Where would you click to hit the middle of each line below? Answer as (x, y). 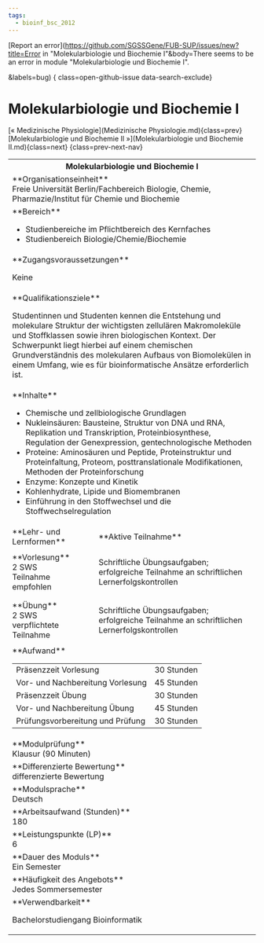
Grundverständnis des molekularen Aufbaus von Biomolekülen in (132, 355)
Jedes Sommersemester (57, 890)
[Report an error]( (37, 45)
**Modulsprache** (49, 789)
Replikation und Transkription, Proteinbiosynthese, (118, 433)
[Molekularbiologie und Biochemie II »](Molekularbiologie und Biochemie (126, 139)
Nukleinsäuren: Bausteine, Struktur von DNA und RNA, (125, 423)
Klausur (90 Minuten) (51, 754)
